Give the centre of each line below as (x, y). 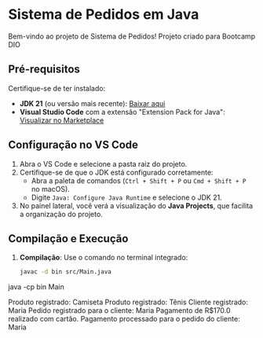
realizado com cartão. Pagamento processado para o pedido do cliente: (124, 319)
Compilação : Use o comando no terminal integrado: (104, 258)
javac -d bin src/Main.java (65, 272)
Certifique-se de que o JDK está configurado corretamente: (116, 172)
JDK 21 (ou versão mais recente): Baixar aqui (92, 103)
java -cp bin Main (36, 287)
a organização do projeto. (61, 214)
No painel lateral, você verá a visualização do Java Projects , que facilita (136, 205)
